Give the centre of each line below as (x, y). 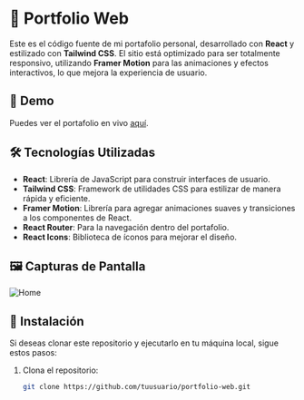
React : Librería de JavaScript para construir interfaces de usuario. (146, 179)
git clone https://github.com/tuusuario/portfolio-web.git (137, 387)
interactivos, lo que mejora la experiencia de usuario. (108, 73)
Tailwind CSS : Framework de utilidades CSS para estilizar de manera (152, 189)
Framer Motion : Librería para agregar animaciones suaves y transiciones (159, 208)
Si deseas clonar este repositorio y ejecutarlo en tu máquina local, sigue (144, 343)
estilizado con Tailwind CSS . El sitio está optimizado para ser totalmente (145, 53)
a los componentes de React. (77, 218)
